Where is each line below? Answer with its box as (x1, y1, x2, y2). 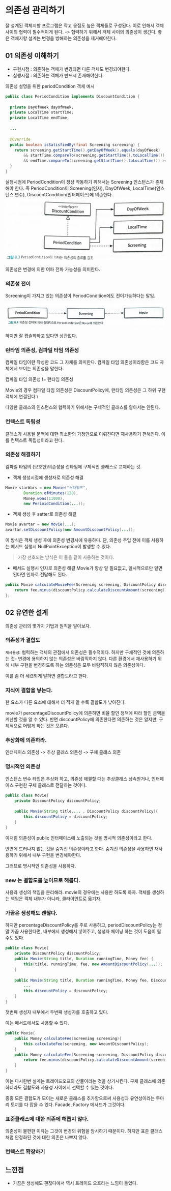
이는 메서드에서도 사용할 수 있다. (5, 1020, 70, 1026)
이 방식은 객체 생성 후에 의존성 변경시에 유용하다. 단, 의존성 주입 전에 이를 (5, 537, 150, 543)
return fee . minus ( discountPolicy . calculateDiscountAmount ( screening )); (14, 587, 169, 592)
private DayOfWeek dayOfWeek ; (10, 105, 74, 110)
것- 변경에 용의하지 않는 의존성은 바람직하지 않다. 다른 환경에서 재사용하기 (10, 656, 157, 662)
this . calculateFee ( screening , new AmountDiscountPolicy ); (23, 1041, 149, 1047)
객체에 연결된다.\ (5, 394, 39, 400)
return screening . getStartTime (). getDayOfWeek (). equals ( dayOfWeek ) (14, 147, 160, 153)
